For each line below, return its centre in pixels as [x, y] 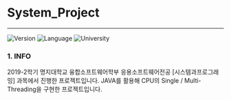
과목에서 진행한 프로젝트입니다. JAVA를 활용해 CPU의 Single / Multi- [109, 81]
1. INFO [19, 56]
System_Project [53, 13]
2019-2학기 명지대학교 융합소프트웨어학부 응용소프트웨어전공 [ [91, 72]
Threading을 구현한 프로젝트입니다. [55, 89]
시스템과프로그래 [197, 72]
